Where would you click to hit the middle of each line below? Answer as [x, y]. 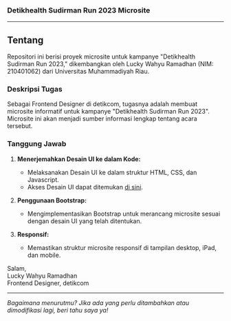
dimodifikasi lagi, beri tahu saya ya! [58, 310]
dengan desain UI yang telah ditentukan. [85, 221]
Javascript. [43, 179]
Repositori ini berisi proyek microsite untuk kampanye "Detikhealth [101, 56]
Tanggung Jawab [37, 144]
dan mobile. [44, 255]
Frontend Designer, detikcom [48, 283]
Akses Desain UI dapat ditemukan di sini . [85, 187]
